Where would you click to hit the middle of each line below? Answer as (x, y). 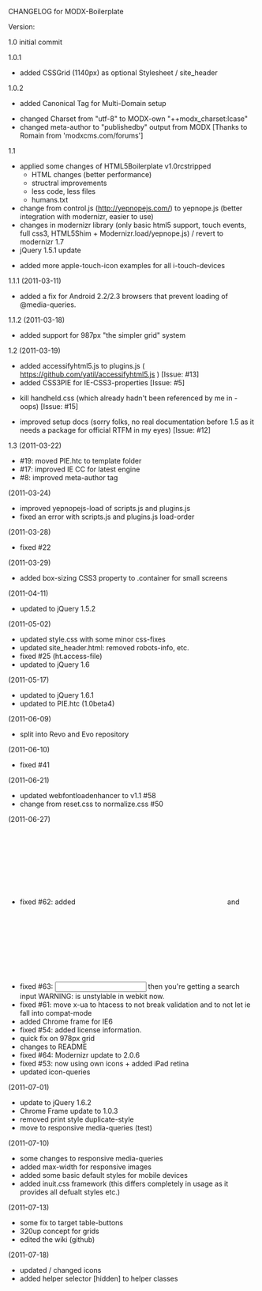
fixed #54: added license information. (80, 1030)
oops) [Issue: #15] (49, 406)
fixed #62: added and (129, 902)
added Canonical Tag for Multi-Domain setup (93, 103)
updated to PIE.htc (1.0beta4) (67, 704)
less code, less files (64, 191)
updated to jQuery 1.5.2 (58, 609)
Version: (22, 27)
